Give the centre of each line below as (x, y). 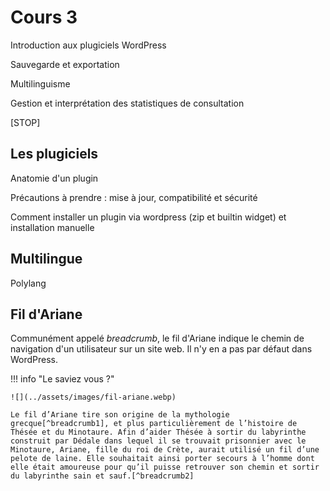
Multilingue (46, 259)
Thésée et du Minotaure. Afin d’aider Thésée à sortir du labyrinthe (158, 432)
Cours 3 (44, 17)
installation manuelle (52, 227)
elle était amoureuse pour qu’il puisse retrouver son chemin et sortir (165, 467)
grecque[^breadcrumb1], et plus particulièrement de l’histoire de (154, 424)
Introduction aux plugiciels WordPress (88, 45)
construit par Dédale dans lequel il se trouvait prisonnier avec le (158, 441)
